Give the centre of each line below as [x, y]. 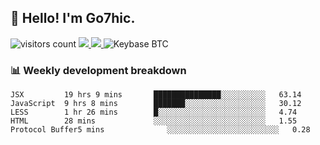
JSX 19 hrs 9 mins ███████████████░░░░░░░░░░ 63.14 [156, 95]
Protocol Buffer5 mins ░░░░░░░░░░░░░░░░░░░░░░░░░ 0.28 [160, 130]
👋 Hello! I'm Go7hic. [73, 18]
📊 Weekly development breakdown [98, 70]
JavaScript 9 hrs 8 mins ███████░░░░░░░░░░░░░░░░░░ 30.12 [156, 104]
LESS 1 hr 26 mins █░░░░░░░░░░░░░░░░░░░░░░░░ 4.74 [154, 112]
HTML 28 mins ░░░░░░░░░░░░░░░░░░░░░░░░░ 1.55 [154, 121]
